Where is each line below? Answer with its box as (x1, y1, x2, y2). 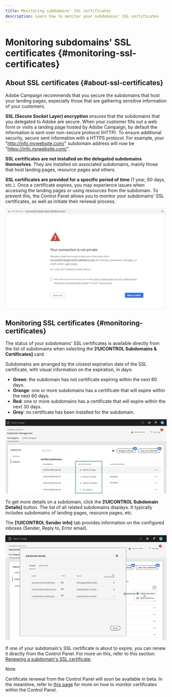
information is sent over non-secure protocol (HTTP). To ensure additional (5, 129, 162, 135)
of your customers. (5, 103, 46, 109)
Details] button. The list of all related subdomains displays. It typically (5, 504, 153, 510)
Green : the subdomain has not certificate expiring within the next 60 (12, 377, 157, 383)
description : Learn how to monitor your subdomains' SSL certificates (5, 13, 159, 19)
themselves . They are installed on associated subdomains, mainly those (5, 161, 158, 167)
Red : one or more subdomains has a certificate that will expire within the (12, 398, 166, 404)
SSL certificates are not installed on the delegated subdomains (5, 155, 142, 161)
